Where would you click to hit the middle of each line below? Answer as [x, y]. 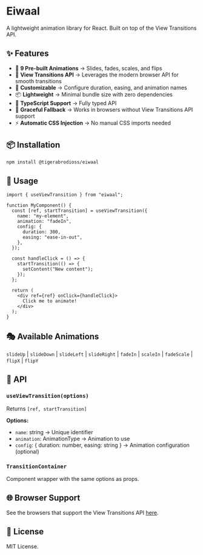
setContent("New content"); [58, 269]
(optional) [27, 451]
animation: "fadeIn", [44, 222]
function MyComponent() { [39, 206]
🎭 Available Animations [53, 336]
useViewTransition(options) [48, 396]
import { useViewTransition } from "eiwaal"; [65, 195]
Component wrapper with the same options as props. [73, 479]
